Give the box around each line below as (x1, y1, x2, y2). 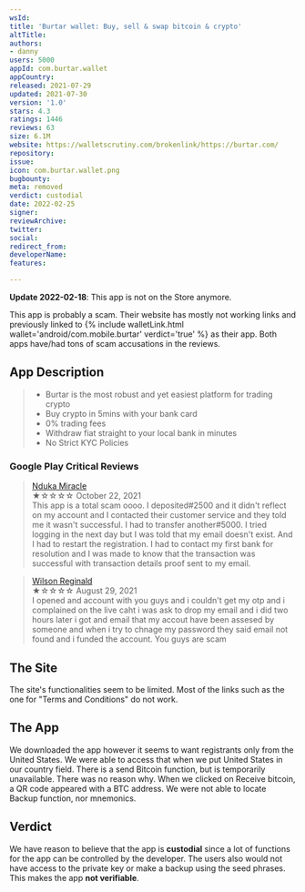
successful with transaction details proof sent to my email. (31, 558, 251, 569)
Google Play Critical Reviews (9, 460, 139, 472)
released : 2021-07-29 (9, 81, 92, 90)
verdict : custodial (9, 191, 84, 200)
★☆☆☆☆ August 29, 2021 (31, 585, 138, 596)
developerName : (9, 250, 67, 259)
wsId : (9, 13, 30, 23)
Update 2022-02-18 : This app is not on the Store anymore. (9, 292, 232, 302)
